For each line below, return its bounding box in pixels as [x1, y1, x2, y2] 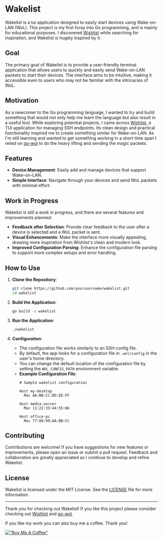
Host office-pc [19, 414, 50, 419]
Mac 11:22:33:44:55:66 [23, 406, 70, 411]
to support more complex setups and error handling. [12, 250, 117, 255]
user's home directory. [19, 355, 65, 361]
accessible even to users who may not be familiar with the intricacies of [5, 77, 148, 83]
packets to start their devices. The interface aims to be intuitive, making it [5, 72, 152, 78]
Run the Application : [12, 318, 54, 323]
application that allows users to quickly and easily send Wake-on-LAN [5, 67, 145, 73]
